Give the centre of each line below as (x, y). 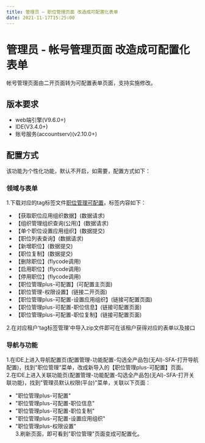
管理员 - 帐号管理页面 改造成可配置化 (98, 50)
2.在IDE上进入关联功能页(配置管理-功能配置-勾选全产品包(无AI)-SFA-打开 (98, 375)
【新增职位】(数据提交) (44, 246)
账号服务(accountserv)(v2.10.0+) (56, 134)
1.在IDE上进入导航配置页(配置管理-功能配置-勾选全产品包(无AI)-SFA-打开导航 (103, 359)
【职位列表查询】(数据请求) (49, 239)
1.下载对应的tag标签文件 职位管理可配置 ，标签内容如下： (76, 203)
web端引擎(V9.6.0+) (40, 120)
